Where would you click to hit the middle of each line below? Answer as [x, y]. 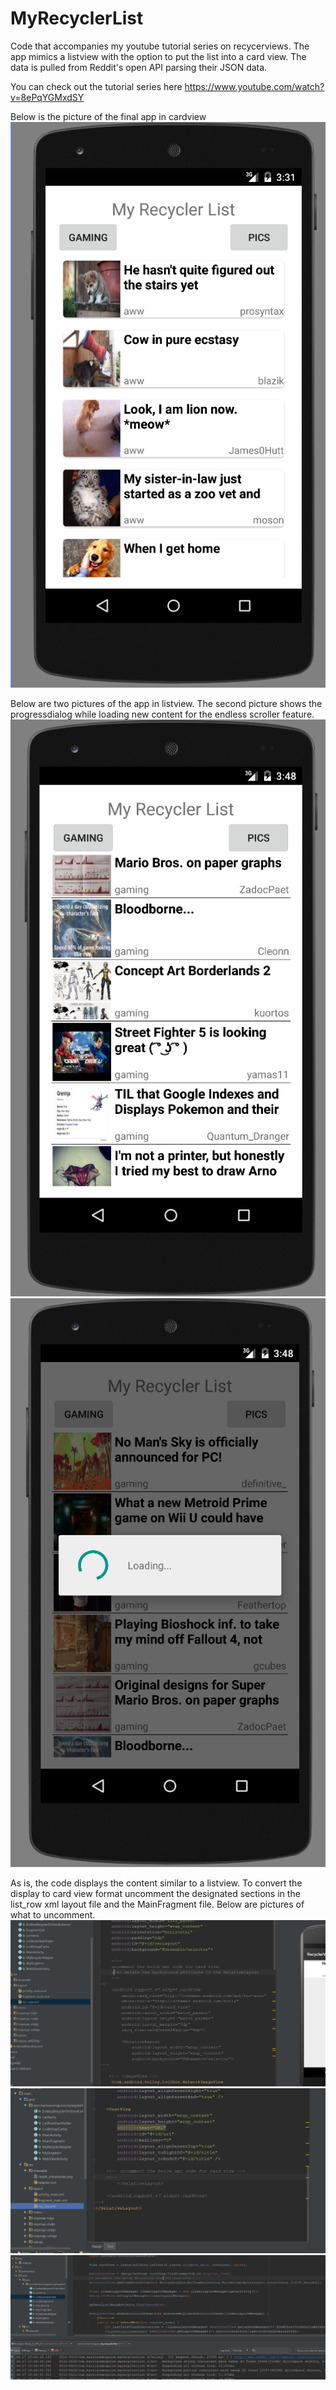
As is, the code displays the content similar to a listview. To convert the [156, 1883]
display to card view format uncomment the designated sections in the [155, 1893]
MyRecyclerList [77, 18]
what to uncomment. [53, 1914]
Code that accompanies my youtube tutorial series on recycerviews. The [160, 46]
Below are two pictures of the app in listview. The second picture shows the [166, 703]
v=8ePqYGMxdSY [47, 97]
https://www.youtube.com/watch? [254, 86]
